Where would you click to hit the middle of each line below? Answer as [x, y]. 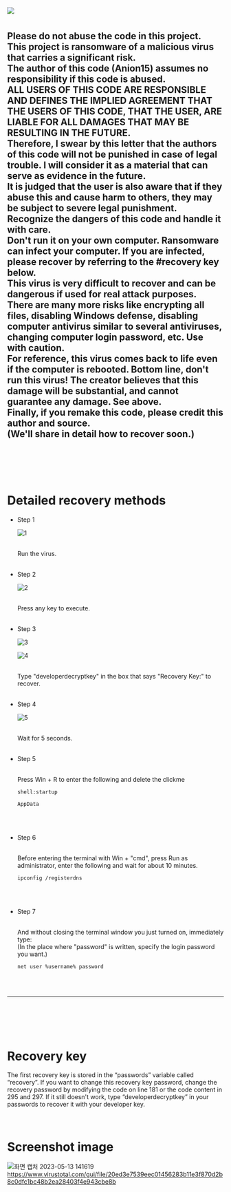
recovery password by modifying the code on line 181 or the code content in [114, 1089]
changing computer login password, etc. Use [106, 338]
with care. [29, 230]
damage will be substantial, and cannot [93, 391]
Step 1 [26, 520]
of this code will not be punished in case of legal [112, 155]
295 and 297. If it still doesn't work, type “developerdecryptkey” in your [108, 1097]
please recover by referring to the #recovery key [113, 262]
